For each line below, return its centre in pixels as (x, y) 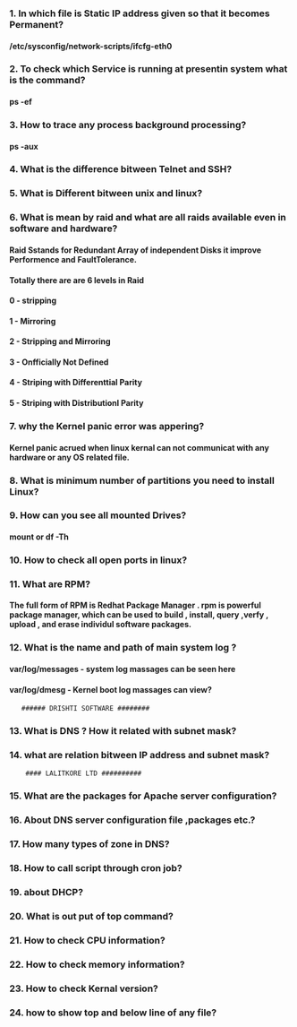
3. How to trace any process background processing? (128, 125)
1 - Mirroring (33, 321)
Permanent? (37, 24)
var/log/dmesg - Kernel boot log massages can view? (111, 689)
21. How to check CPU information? (87, 940)
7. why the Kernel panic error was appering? (107, 426)
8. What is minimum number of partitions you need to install (142, 480)
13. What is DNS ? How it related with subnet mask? (123, 731)
